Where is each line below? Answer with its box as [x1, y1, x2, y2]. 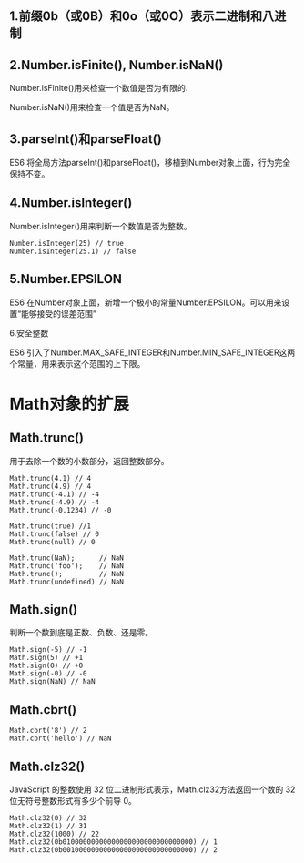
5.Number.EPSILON [9, 271, 123, 287]
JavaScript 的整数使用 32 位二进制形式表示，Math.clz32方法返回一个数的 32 [9, 784, 296, 795]
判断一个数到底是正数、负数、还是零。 [9, 627, 153, 638]
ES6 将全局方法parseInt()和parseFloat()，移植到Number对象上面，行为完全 [9, 157, 291, 168]
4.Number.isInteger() [9, 195, 133, 211]
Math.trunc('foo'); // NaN [9, 561, 125, 571]
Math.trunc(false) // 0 [9, 529, 100, 539]
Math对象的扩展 [9, 393, 130, 414]
